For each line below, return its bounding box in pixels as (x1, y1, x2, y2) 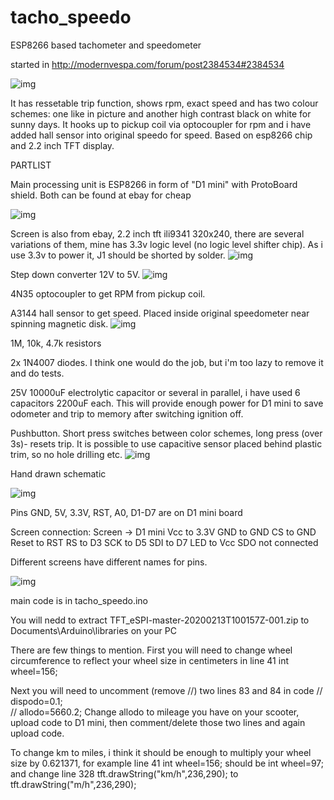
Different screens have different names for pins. (10, 556, 208, 568)
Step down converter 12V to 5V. (10, 268, 141, 280)
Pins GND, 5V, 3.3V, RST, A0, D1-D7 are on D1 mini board (10, 506, 243, 518)
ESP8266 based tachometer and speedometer (10, 39, 202, 51)
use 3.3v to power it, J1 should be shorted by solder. (10, 249, 226, 261)
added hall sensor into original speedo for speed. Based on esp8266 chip (10, 129, 313, 141)
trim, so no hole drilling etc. (10, 448, 123, 460)
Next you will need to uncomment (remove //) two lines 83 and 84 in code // (10, 684, 323, 696)
